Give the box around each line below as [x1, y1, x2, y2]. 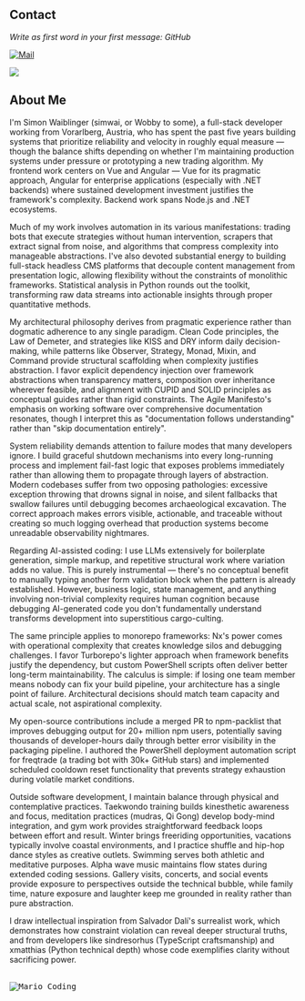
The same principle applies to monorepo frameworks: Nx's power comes [9, 630, 283, 641]
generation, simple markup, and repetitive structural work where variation [9, 554, 285, 565]
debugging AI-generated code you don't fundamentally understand [9, 602, 262, 613]
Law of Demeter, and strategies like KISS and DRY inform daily [9, 336, 244, 347]
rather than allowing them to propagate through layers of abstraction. [9, 469, 269, 480]
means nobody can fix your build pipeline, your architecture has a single [9, 678, 280, 690]
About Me [9, 93, 66, 108]
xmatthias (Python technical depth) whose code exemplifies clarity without [9, 944, 290, 955]
